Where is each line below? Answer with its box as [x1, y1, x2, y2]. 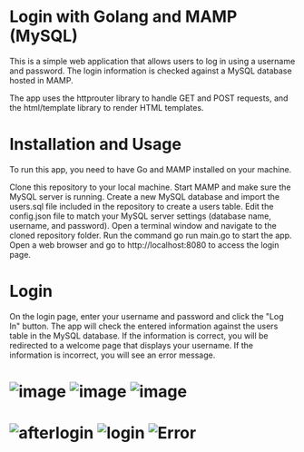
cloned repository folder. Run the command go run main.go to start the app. [9, 230, 292, 241]
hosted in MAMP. [9, 74, 74, 85]
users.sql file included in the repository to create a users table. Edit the [9, 201, 274, 211]
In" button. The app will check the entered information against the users [9, 320, 279, 331]
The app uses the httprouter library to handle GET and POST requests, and [9, 93, 289, 103]
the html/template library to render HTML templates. [9, 102, 204, 113]
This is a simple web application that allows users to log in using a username [9, 55, 296, 66]
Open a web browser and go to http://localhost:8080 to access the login [9, 239, 279, 251]
